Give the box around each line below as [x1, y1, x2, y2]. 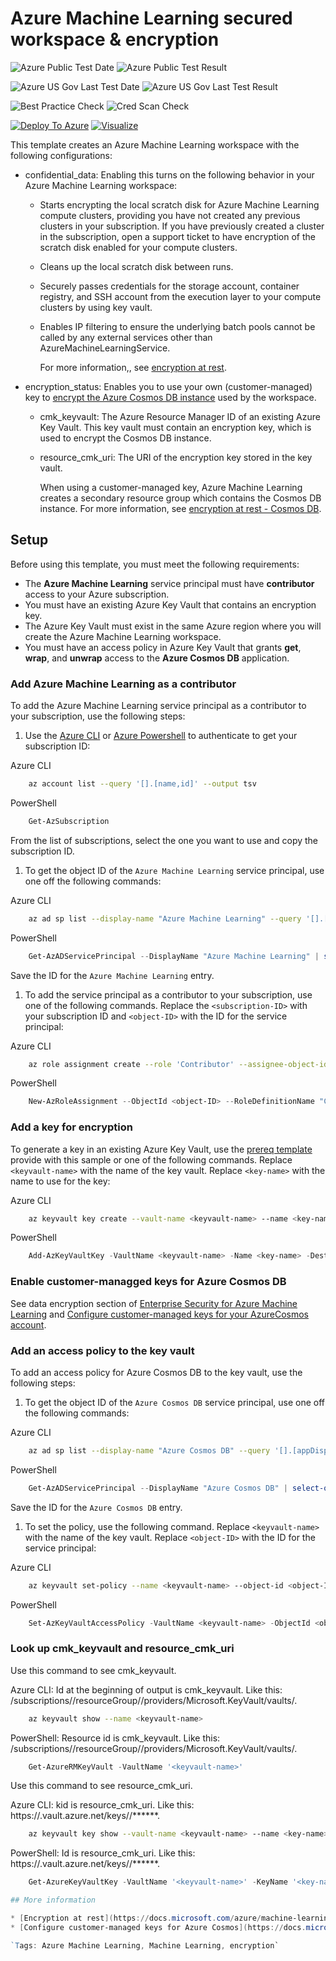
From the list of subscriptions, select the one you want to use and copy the [10, 834, 319, 846]
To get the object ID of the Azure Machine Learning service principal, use [24, 864, 325, 876]
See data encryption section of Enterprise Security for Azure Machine [10, 1297, 298, 1309]
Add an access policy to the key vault [10, 1343, 195, 1357]
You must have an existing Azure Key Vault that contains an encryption [24, 598, 317, 611]
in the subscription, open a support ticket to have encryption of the [39, 230, 316, 242]
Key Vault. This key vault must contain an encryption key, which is [39, 421, 312, 433]
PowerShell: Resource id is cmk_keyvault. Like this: [10, 1732, 221, 1744]
